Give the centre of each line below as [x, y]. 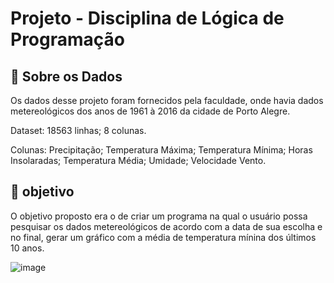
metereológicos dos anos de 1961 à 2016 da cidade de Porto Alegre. [150, 111]
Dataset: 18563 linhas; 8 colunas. [78, 130]
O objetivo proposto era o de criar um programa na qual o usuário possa [159, 216]
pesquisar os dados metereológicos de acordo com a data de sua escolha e [166, 226]
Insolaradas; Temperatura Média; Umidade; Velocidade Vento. [138, 160]
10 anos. [27, 248]
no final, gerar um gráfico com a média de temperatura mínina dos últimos [163, 237]
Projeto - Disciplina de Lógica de [147, 18]
